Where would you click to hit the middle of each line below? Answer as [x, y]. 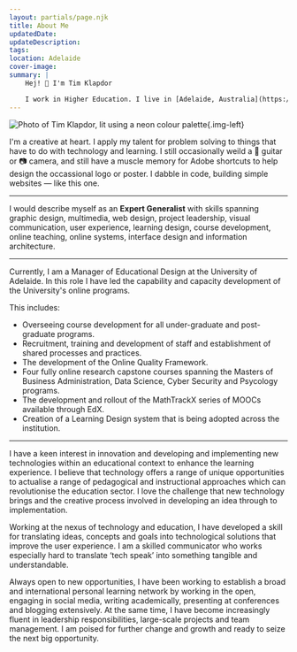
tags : [19, 50]
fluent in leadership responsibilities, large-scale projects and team [129, 619]
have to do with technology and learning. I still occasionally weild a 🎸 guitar [146, 150]
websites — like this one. [54, 183]
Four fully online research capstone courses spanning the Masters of [148, 372]
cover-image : [33, 67]
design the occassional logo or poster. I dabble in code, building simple [139, 173]
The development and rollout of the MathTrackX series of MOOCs [141, 400]
